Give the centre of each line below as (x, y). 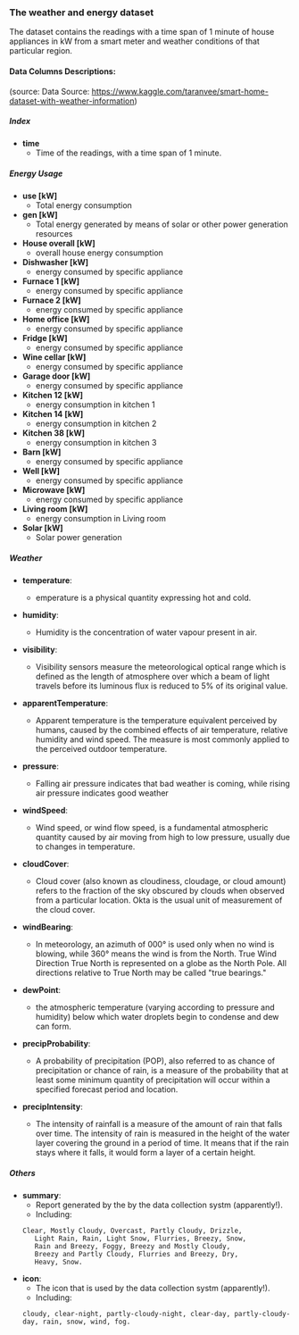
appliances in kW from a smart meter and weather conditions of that (135, 41)
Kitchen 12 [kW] (52, 396)
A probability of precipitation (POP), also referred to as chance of (155, 1061)
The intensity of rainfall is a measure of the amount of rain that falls (159, 1124)
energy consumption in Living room (101, 519)
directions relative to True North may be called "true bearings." (151, 973)
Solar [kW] (42, 528)
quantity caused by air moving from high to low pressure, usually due (163, 838)
